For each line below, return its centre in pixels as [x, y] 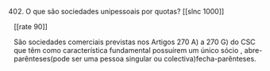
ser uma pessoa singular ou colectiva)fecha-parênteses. [164, 59]
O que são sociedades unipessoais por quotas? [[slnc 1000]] [125, 11]
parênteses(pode [42, 59]
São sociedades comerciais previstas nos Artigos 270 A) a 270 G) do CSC [135, 42]
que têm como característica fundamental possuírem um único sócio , [128, 50]
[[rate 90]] [31, 26]
